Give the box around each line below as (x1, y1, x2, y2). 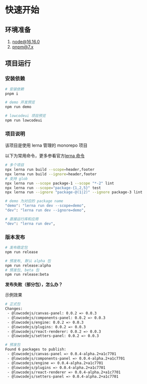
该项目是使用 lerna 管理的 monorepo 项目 (5, 142, 88, 148)
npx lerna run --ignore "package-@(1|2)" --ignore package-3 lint (5, 190, 143, 195)
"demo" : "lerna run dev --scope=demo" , (5, 203, 86, 208)
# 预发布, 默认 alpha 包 (5, 258, 51, 263)
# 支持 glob (5, 176, 28, 181)
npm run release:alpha (5, 263, 51, 268)
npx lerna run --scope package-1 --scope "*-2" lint (5, 181, 114, 186)
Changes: (5, 306, 23, 311)
